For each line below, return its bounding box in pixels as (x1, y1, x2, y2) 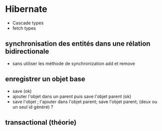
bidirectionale (5, 47, 49, 56)
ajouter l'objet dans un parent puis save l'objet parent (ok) (12, 93, 132, 99)
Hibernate (5, 3, 47, 15)
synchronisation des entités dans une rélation (5, 40, 151, 48)
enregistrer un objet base (5, 75, 86, 83)
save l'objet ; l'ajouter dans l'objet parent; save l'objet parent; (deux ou (12, 98, 158, 105)
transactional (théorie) (5, 118, 77, 127)
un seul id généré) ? (12, 104, 53, 110)
